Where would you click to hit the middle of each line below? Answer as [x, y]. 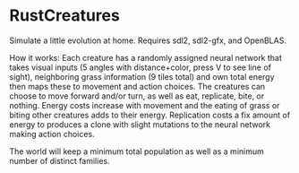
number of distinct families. [60, 160]
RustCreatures [65, 16]
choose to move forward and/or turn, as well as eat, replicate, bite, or [137, 96]
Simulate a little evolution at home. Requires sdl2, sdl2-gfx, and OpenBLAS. [148, 40]
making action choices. [52, 134]
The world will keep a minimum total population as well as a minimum [137, 151]
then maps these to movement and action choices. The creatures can [137, 86]
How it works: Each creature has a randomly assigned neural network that [145, 57]
